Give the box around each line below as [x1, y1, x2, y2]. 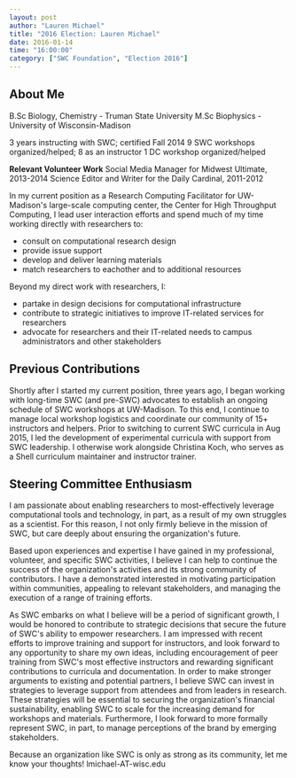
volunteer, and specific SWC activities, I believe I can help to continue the [9, 555, 277, 565]
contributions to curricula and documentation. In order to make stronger [9, 666, 272, 677]
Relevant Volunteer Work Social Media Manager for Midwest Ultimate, [9, 163, 268, 174]
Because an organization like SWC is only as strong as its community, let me [9, 750, 288, 760]
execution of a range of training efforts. [9, 593, 152, 603]
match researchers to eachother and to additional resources [21, 263, 242, 275]
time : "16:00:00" [9, 46, 74, 55]
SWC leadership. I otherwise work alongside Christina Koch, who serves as [9, 441, 284, 452]
